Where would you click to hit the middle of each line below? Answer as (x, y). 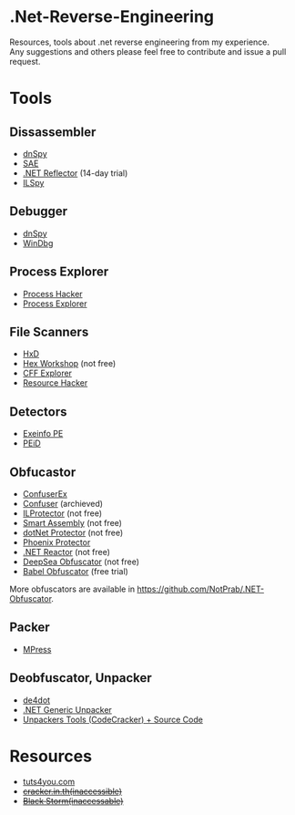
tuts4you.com (49, 781)
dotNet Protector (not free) (73, 532)
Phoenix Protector (56, 542)
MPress (37, 649)
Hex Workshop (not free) (69, 364)
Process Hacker (53, 294)
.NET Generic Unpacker (67, 709)
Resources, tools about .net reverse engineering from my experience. (140, 42)
